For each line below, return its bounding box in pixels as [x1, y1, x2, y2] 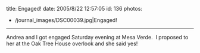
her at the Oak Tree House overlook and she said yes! [6, 40, 138, 47]
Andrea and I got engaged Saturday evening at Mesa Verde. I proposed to [6, 34, 189, 40]
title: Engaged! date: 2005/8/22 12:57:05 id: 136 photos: [6, 5, 143, 12]
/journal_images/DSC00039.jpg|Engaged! [14, 17, 117, 23]
